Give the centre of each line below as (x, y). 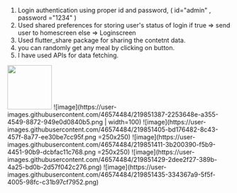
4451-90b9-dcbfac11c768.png (51, 152)
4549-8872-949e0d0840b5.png (55, 122)
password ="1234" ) (47, 18)
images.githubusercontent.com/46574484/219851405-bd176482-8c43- (113, 129)
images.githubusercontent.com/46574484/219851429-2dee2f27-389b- (112, 159)
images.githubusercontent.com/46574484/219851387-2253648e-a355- (113, 115)
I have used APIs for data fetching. (68, 55)
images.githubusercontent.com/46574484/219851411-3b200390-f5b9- (112, 145)
